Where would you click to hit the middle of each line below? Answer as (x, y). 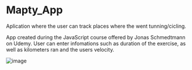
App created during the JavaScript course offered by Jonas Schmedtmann (96, 37)
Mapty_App (34, 10)
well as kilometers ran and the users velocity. (60, 49)
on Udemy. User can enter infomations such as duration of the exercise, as (96, 43)
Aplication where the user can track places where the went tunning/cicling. (96, 26)
